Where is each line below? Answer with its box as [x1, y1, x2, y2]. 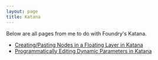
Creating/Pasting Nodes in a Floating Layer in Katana [14, 41, 143, 48]
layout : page [6, 8, 38, 15]
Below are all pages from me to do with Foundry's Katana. [6, 30, 147, 37]
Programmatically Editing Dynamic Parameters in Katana [14, 47, 152, 54]
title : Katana [6, 14, 41, 20]
